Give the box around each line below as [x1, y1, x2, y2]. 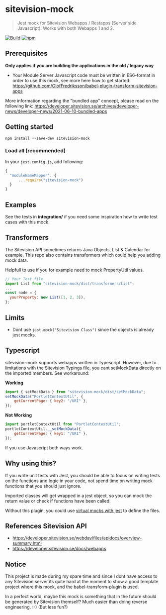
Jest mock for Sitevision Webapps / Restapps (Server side [17, 20, 137, 26]
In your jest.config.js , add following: [5, 158, 83, 165]
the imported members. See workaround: [5, 370, 89, 376]
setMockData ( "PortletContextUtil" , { [5, 394, 83, 399]
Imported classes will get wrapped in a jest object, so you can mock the [5, 493, 152, 499]
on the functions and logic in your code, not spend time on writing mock [5, 478, 153, 484]
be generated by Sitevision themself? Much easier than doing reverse [5, 599, 148, 605]
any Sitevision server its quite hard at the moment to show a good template [5, 579, 159, 585]
